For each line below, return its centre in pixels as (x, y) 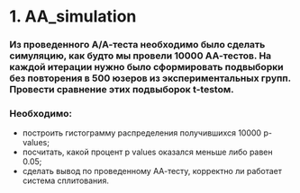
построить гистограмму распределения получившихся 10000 (142, 133)
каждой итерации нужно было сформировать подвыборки (146, 67)
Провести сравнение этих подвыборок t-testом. (122, 90)
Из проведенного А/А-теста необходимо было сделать (137, 45)
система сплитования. (66, 180)
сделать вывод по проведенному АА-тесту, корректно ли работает (152, 171)
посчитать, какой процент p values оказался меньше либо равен (147, 152)
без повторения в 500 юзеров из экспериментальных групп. (150, 78)
